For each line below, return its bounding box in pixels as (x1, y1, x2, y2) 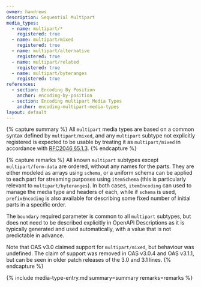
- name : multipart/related (11, 59, 79, 65)
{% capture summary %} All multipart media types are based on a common (6, 125, 194, 133)
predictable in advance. (6, 232, 65, 239)
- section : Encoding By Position (11, 87, 95, 93)
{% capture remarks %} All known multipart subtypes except (6, 157, 159, 164)
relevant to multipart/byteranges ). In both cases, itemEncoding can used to (6, 182, 192, 189)
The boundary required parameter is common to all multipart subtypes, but (6, 213, 191, 220)
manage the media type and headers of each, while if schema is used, (6, 189, 176, 196)
